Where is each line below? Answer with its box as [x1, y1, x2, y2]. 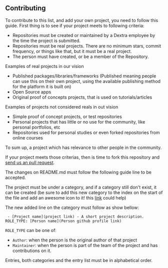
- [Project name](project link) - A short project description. [7, 214, 144, 219]
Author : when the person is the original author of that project [12, 237, 137, 243]
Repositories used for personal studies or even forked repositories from [12, 129, 160, 135]
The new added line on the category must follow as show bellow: [5, 204, 139, 210]
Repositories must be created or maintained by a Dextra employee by [12, 32, 155, 38]
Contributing [5, 4, 46, 12]
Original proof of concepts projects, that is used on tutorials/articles [12, 94, 152, 100]
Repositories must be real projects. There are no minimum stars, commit [12, 42, 161, 49]
